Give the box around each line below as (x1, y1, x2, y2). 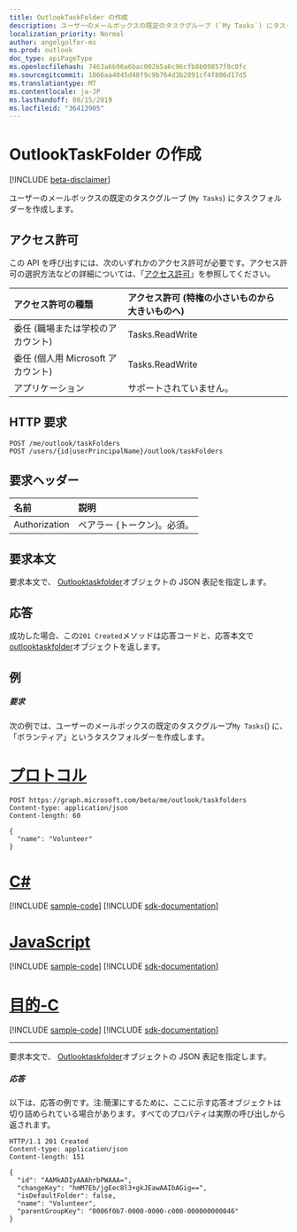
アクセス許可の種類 (13, 299, 94, 310)
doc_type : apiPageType (9, 54, 93, 63)
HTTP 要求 (9, 415, 68, 430)
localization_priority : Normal (9, 29, 125, 38)
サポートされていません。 (127, 382, 234, 394)
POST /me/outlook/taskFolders (9, 439, 121, 448)
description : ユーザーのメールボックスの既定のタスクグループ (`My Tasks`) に (9, 21, 273, 30)
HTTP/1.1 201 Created (9, 1137, 89, 1146)
